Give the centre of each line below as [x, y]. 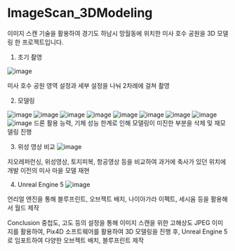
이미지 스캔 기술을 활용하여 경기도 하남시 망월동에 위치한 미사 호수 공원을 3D [112, 33]
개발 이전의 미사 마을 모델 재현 [48, 170]
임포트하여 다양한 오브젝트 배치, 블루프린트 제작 [79, 240]
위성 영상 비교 [36, 146]
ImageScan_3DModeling [80, 13]
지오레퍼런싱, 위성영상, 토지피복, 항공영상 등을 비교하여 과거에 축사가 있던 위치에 [117, 161]
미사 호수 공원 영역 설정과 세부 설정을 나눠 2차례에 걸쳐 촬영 [88, 85]
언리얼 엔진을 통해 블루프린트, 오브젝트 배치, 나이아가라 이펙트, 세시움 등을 [108, 199]
